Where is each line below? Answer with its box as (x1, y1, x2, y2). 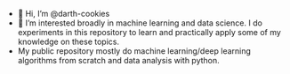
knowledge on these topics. (17, 36, 120, 47)
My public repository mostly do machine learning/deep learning (17, 46, 252, 56)
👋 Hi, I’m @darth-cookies (17, 9, 110, 18)
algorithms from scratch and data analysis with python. (17, 55, 220, 65)
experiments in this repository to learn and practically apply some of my (17, 27, 282, 37)
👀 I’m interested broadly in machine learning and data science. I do (17, 18, 262, 28)
